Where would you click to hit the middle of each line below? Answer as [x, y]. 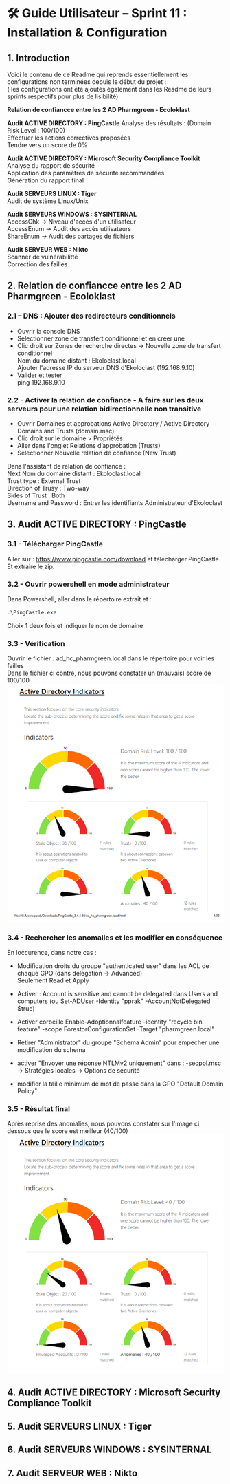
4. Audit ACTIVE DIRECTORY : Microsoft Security [114, 1392]
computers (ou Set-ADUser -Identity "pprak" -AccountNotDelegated [114, 1001]
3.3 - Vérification [36, 643]
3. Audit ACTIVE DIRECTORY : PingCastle [97, 525]
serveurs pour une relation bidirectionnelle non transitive [104, 409]
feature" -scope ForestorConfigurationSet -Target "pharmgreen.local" [116, 1029]
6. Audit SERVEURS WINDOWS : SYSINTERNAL [110, 1450]
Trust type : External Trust [44, 481]
